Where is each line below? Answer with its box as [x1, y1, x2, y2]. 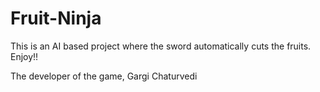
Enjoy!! [10, 50, 39, 62]
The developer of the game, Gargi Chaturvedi [10, 70, 198, 82]
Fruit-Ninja [10, 7, 102, 30]
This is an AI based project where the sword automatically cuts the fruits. [10, 40, 312, 52]
